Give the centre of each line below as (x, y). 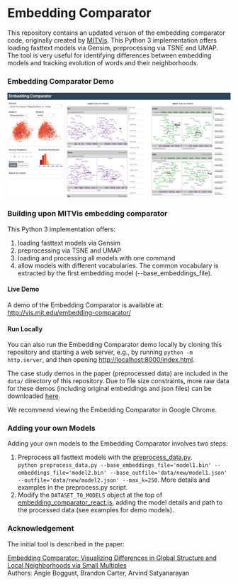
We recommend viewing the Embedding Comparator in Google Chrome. (112, 410)
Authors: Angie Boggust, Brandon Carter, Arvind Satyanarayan (98, 573)
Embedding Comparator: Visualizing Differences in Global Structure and (112, 558)
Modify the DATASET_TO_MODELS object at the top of (90, 495)
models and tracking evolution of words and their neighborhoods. (103, 62)
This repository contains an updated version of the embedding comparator (116, 33)
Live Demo (23, 290)
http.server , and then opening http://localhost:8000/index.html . (101, 360)
